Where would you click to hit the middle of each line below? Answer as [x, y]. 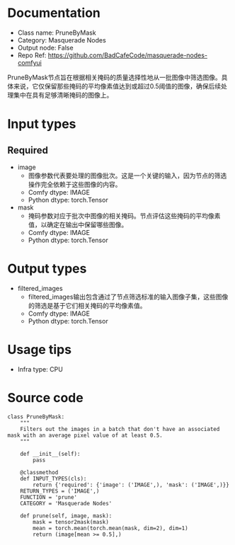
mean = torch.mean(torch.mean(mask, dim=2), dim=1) [111, 528]
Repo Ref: [32, 55]
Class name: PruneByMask [57, 33]
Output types [47, 269]
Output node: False [45, 47]
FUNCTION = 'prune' [49, 497]
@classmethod [39, 472]
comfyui [30, 62]
